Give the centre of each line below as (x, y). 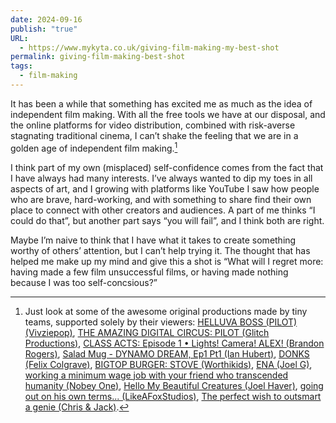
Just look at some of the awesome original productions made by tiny (166, 311)
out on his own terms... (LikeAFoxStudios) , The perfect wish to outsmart (173, 396)
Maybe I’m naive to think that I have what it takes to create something (153, 240)
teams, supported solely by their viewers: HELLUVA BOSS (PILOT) (161, 322)
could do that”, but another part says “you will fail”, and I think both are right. (167, 220)
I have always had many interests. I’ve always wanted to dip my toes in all (161, 178)
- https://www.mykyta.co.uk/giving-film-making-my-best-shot (149, 47)
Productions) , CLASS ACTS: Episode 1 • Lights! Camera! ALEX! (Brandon (174, 343)
